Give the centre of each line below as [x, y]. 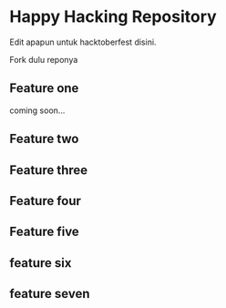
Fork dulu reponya [44, 59]
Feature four [46, 201]
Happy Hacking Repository [113, 17]
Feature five [44, 232]
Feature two [44, 139]
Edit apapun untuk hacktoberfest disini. [83, 42]
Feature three [49, 170]
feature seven [50, 294]
